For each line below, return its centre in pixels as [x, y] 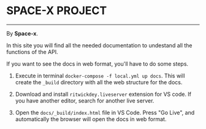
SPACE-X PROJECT [57, 11]
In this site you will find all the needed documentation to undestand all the [99, 45]
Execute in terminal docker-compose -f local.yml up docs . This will [100, 76]
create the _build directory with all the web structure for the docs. [99, 82]
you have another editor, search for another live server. [85, 100]
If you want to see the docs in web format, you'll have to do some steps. [97, 64]
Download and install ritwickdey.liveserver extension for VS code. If [103, 94]
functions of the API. [32, 52]
